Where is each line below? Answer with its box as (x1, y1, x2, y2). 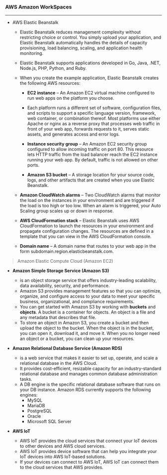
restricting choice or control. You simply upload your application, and (19, 34, 162, 40)
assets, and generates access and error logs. (27, 131, 120, 138)
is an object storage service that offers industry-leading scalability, (19, 278, 157, 284)
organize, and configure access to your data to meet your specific (19, 293, 155, 300)
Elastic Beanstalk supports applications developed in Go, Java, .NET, (19, 60, 161, 66)
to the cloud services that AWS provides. (19, 465, 103, 471)
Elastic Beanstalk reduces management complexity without (19, 29, 141, 35)
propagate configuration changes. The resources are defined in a (19, 228, 154, 234)
